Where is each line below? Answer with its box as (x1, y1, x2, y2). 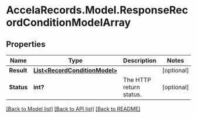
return (123, 83, 140, 91)
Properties (6, 39, 46, 49)
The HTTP (123, 76, 151, 84)
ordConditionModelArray (6, 16, 131, 29)
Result (9, 67, 28, 74)
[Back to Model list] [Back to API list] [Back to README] (6, 106, 141, 112)
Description (123, 57, 157, 64)
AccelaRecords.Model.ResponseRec (6, 4, 189, 17)
